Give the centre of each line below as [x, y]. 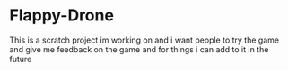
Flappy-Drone [62, 16]
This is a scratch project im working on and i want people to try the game [144, 40]
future [21, 59]
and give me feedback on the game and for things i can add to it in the [139, 49]
